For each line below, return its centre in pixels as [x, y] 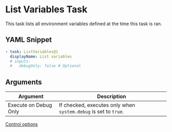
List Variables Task [46, 10]
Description [112, 97]
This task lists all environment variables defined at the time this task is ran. [84, 24]
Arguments [24, 82]
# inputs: [20, 61]
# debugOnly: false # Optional [46, 66]
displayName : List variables [41, 56]
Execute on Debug [30, 105]
